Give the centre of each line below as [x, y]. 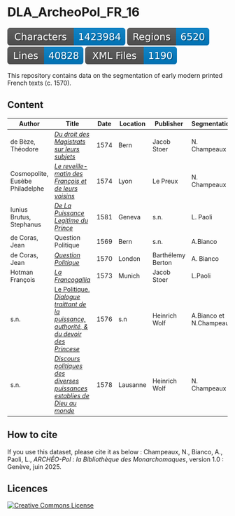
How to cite [33, 435]
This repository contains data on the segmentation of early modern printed [115, 75]
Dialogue [67, 297]
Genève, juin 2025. [34, 466]
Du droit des [72, 134]
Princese [67, 349]
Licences [28, 488]
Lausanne [133, 385]
